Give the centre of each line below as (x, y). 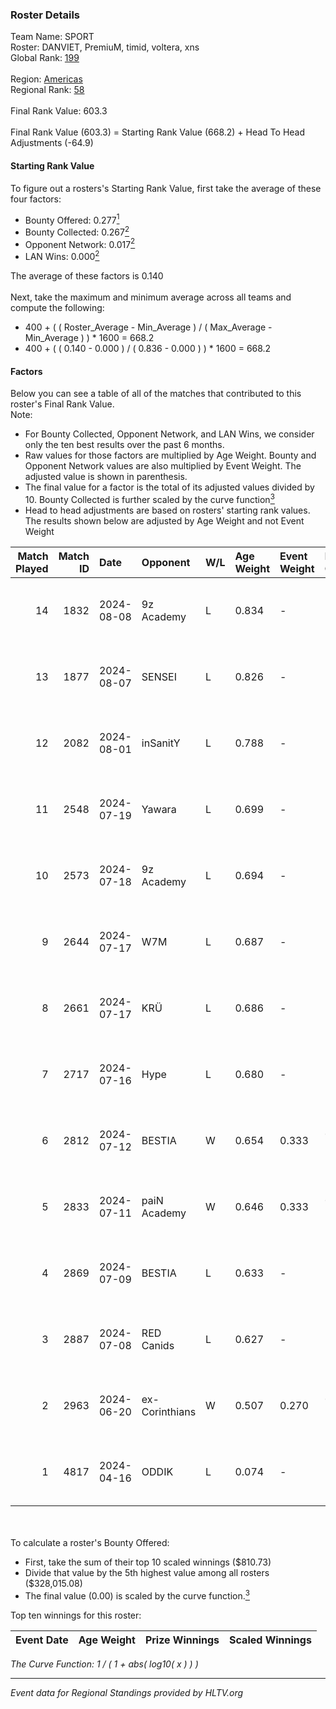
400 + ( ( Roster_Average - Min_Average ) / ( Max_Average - (148, 327)
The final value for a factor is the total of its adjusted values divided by (169, 487)
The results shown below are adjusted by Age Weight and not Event (164, 520)
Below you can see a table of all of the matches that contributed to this (156, 394)
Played (32, 568)
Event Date (42, 1640)
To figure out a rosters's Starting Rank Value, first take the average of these (166, 188)
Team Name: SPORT (52, 37)
